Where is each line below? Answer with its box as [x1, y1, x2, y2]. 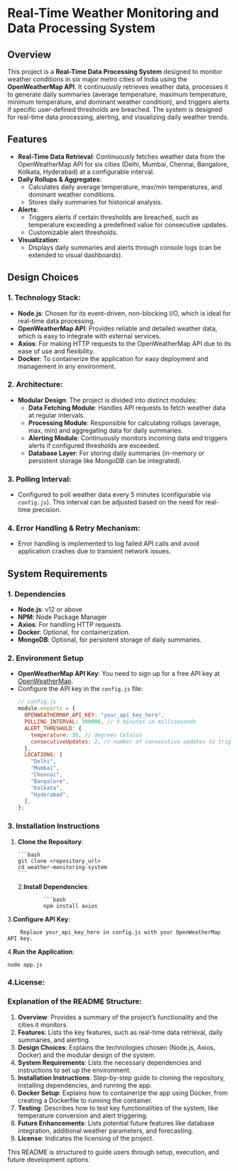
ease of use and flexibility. [17, 347, 94, 355]
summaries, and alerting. [17, 1035, 91, 1044]
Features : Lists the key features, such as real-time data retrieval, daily [17, 1028, 223, 1036]
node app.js [7, 961, 43, 968]
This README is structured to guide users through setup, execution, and [7, 1147, 220, 1156]
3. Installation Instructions [7, 821, 100, 831]
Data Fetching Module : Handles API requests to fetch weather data [28, 403, 226, 412]
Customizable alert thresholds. [28, 228, 119, 236]
